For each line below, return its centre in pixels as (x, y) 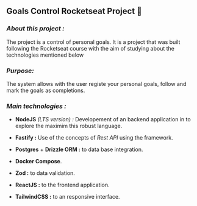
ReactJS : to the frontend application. (62, 185)
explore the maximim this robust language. (69, 126)
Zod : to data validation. (45, 173)
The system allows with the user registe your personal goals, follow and (96, 83)
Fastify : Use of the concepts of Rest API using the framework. (94, 138)
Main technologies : (36, 106)
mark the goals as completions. (46, 90)
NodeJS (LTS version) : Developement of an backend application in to (103, 119)
